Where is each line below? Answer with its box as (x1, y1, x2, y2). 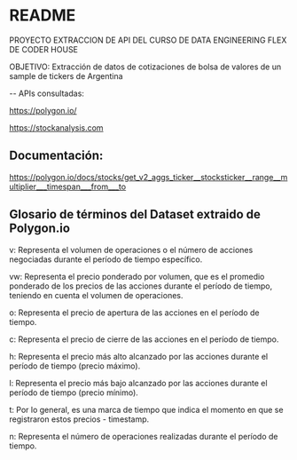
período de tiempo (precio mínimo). (9, 387, 139, 398)
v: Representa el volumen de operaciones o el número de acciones (9, 244, 254, 255)
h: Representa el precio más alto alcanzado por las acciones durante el (9, 351, 269, 361)
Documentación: (9, 148, 104, 163)
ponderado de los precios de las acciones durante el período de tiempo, (9, 281, 273, 291)
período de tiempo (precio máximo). (9, 361, 141, 371)
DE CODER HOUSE (9, 44, 78, 54)
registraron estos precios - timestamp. (9, 414, 150, 424)
